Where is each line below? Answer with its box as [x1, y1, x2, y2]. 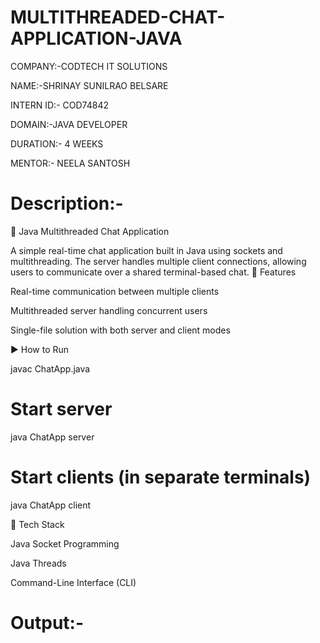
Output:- [10, 611, 85, 634]
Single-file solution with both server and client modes [10, 324, 231, 336]
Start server [10, 398, 113, 421]
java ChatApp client [10, 499, 92, 511]
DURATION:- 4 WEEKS [10, 137, 104, 150]
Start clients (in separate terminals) [10, 466, 312, 488]
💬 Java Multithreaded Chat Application [10, 225, 170, 237]
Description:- [10, 192, 124, 215]
